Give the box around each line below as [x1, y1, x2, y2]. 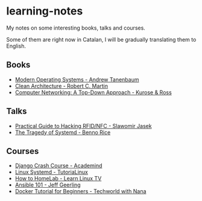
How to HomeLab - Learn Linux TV [14, 175, 102, 182]
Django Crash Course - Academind [14, 162, 103, 170]
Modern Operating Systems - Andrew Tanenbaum [14, 75, 139, 83]
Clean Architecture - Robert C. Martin [14, 82, 109, 89]
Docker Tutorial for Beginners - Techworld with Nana [14, 188, 147, 195]
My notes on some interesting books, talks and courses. [6, 24, 146, 31]
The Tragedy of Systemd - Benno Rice [14, 129, 111, 136]
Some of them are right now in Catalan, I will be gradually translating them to [6, 36, 197, 43]
